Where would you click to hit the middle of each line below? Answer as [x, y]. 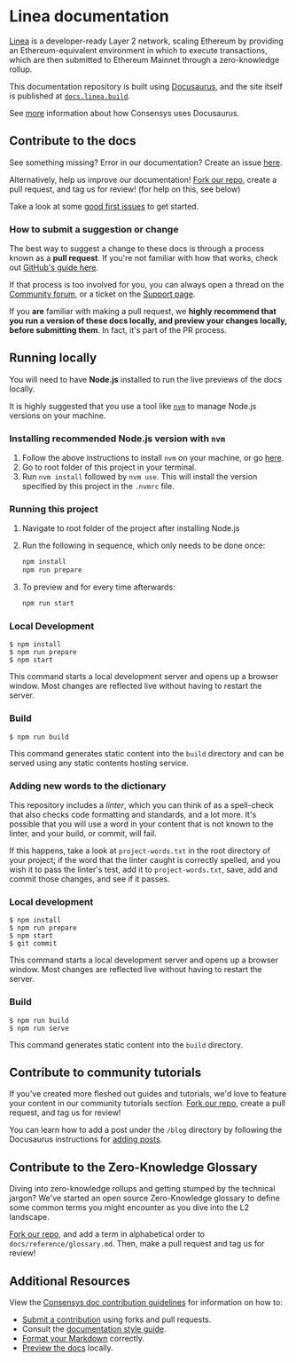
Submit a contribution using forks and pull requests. [117, 1319]
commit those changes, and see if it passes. [90, 879]
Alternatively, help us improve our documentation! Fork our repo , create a [143, 179]
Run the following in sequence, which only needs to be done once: [144, 546]
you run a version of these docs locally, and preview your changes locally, [148, 321]
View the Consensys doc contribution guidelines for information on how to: [146, 1302]
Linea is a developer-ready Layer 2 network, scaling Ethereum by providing [146, 41]
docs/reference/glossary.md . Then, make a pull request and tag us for [137, 1244]
